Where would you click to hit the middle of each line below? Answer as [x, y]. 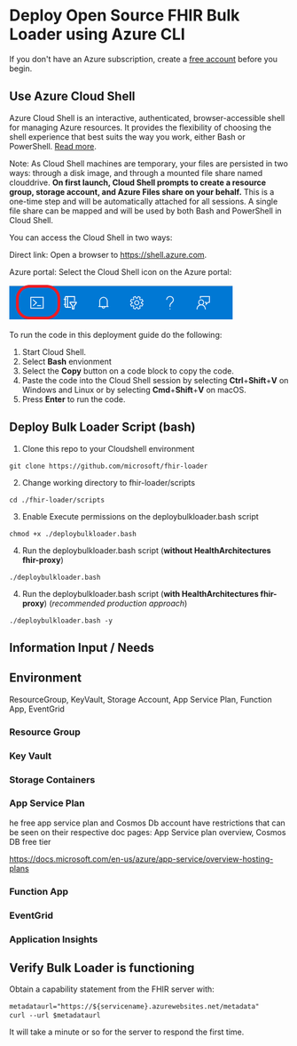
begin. [21, 68]
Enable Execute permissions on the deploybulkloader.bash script [140, 516]
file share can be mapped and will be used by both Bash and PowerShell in [145, 211]
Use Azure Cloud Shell [72, 97]
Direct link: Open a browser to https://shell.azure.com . [108, 254]
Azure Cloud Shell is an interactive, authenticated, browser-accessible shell [147, 117]
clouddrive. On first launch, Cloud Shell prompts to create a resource [138, 182]
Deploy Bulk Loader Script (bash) [102, 427]
